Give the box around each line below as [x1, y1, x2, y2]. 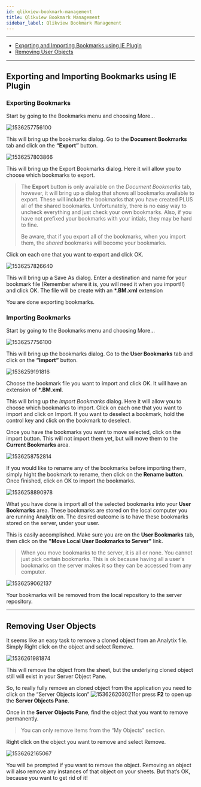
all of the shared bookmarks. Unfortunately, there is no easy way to [20, 202, 187, 210]
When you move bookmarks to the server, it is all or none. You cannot [20, 549, 193, 556]
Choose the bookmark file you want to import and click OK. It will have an [6, 380, 187, 387]
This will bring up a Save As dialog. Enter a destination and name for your [6, 274, 187, 282]
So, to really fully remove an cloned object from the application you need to [6, 685, 192, 692]
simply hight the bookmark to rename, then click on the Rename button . [6, 471, 184, 478]
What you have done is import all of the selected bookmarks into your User [6, 500, 191, 508]
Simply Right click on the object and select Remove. [6, 643, 134, 650]
